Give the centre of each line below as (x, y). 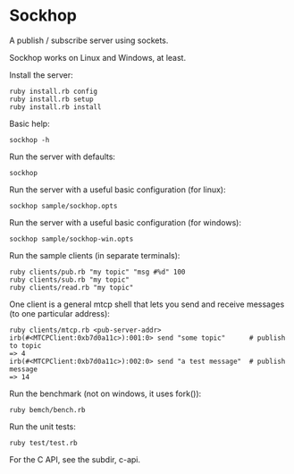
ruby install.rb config (54, 91)
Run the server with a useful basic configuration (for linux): (118, 190)
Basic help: (30, 123)
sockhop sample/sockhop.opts (63, 206)
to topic (25, 345)
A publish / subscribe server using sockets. (89, 40)
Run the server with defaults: (63, 157)
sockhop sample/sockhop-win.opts (71, 239)
